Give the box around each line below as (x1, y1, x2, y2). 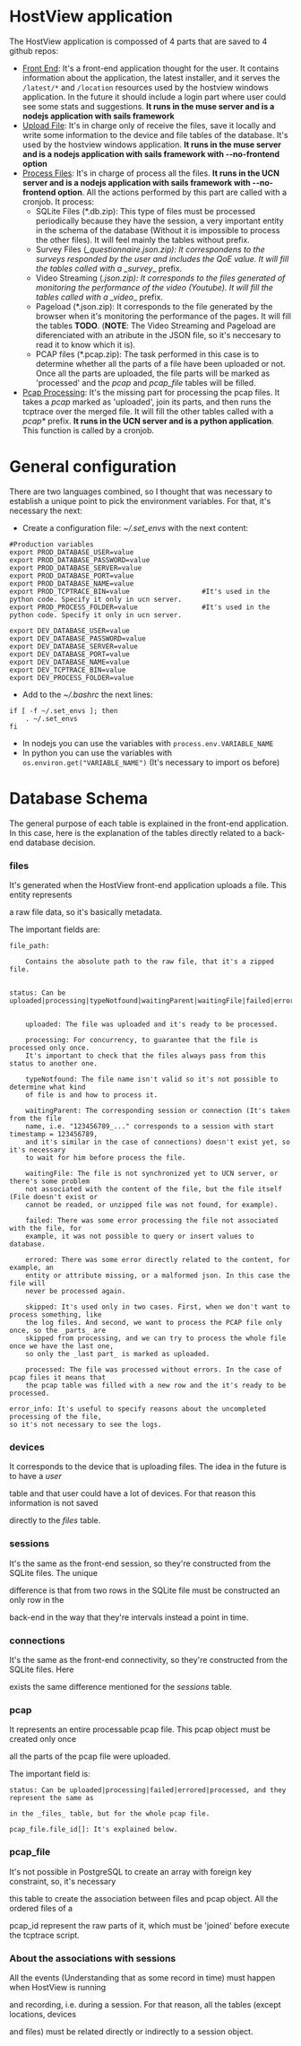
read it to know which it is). (35, 339, 136, 350)
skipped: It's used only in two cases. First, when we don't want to (25, 1302, 291, 1311)
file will (9, 1279, 47, 1288)
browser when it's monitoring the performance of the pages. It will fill (35, 310, 291, 321)
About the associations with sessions (9, 1952, 176, 1964)
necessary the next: (9, 505, 83, 516)
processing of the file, (9, 1413, 102, 1422)
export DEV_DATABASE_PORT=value (9, 649, 130, 658)
